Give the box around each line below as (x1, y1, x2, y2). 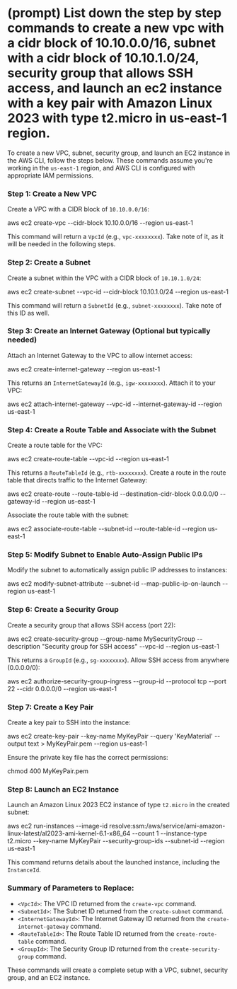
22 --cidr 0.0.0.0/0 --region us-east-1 (7, 684, 117, 693)
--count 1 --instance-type (132, 829, 207, 838)
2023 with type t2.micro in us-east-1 (7, 110, 228, 127)
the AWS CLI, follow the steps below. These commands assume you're (7, 156, 214, 164)
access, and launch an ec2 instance (7, 80, 223, 96)
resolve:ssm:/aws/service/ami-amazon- (109, 822, 226, 831)
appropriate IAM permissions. (7, 171, 94, 180)
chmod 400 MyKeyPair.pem (7, 767, 89, 775)
